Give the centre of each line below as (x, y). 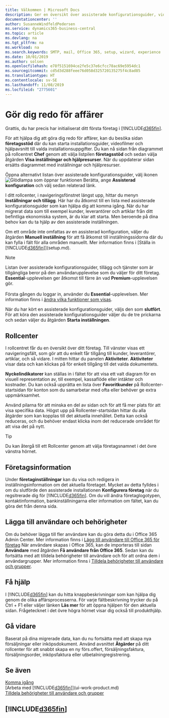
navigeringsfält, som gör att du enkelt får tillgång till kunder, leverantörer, (80, 353)
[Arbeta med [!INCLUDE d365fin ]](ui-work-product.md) (62, 688)
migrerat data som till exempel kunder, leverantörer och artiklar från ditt (79, 211)
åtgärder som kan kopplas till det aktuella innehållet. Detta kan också (76, 416)
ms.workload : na (22, 47)
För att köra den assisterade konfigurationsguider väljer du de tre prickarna (83, 315)
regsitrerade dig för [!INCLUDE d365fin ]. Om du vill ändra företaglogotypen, (83, 496)
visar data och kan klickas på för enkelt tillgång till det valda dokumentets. (82, 364)
